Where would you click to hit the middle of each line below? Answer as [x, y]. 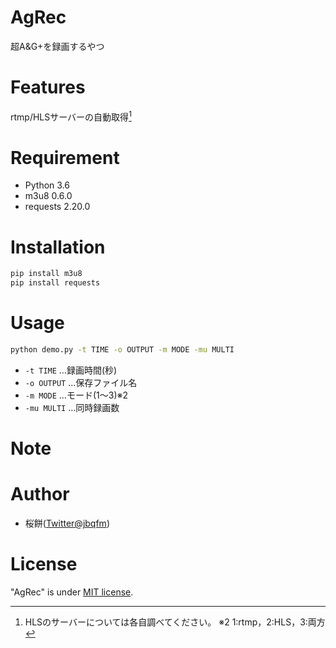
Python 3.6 [47, 185]
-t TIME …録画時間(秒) [71, 370]
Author [40, 494]
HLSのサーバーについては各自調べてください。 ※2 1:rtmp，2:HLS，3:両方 [175, 622]
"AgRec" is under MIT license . [72, 592]
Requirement [65, 157]
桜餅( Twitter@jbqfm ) [67, 523]
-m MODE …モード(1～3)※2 [76, 395]
